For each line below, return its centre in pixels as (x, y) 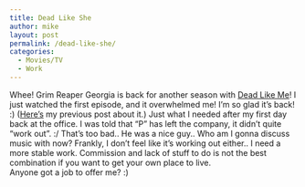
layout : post (34, 35)
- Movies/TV (41, 60)
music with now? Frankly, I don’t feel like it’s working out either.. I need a (145, 143)
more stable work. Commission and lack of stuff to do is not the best (138, 152)
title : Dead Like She (51, 18)
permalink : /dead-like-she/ (63, 43)
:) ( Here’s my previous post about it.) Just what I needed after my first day (148, 114)
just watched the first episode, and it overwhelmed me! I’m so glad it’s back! (152, 104)
